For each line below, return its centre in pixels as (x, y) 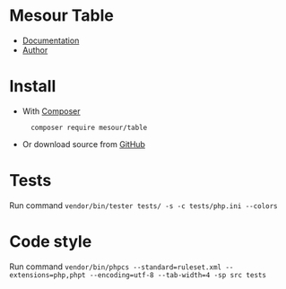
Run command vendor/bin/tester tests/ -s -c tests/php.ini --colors (143, 205)
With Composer (51, 111)
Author (35, 49)
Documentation (51, 40)
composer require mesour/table (89, 127)
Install (33, 87)
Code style (51, 241)
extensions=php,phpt (48, 275)
